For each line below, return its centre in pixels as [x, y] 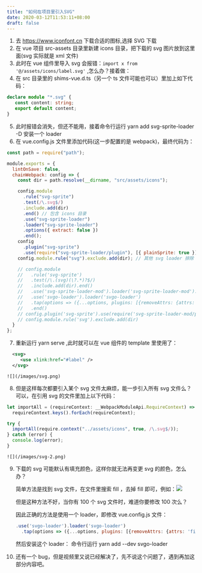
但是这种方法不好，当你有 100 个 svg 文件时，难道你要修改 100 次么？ [101, 501]
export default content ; [46, 109]
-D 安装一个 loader [39, 133]
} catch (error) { [30, 435]
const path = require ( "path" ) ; [46, 153]
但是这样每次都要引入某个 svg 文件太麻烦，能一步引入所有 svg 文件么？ [103, 388]
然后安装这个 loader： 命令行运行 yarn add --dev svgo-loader [92, 544]
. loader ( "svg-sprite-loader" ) [60, 225]
